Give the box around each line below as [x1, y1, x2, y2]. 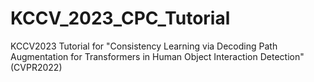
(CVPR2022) [10, 61, 63, 73]
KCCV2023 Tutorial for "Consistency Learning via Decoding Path [10, 40, 278, 52]
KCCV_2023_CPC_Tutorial [10, 7, 231, 30]
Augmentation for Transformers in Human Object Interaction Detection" [10, 50, 305, 62]
